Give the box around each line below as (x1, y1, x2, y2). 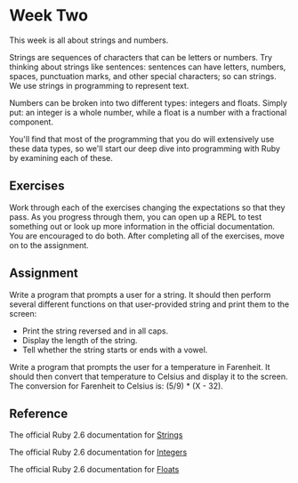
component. (9, 117, 53, 127)
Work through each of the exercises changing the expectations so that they (9, 202, 286, 213)
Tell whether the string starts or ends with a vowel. (21, 344, 208, 355)
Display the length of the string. (21, 334, 138, 345)
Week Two (9, 5, 89, 26)
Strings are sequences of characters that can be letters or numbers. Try (9, 52, 273, 62)
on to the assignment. (9, 239, 89, 250)
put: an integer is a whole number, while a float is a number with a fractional (9, 107, 287, 117)
